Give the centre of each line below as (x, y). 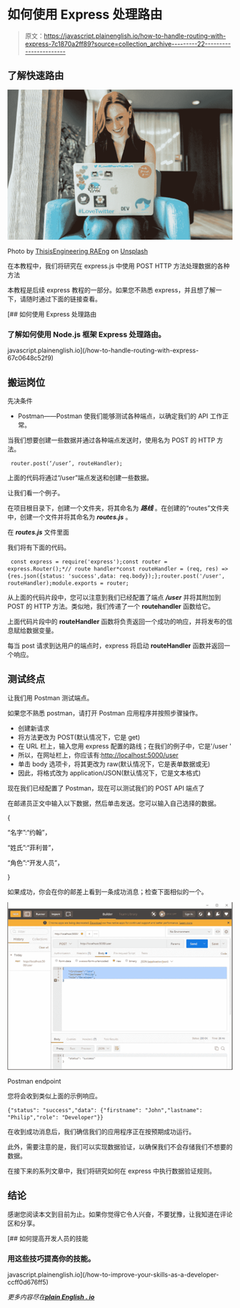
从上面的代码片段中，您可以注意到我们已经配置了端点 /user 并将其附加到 (114, 598)
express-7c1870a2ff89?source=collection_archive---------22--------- (128, 44)
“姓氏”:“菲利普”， (32, 847)
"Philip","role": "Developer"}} (55, 1117)
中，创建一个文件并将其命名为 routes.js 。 (70, 517)
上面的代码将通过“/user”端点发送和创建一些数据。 (80, 478)
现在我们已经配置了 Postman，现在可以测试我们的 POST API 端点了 (106, 788)
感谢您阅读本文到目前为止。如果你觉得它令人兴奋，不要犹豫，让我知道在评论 (120, 1214)
